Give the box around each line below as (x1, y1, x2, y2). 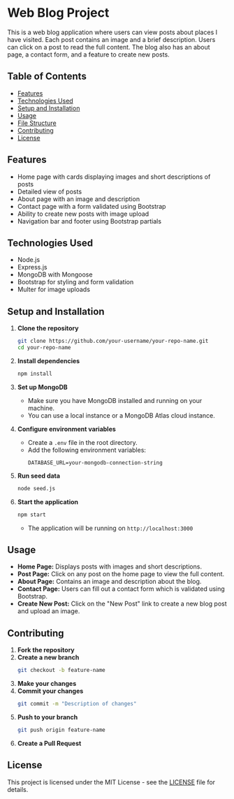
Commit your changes (17, 687, 84, 696)
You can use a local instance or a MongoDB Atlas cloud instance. (27, 411, 215, 420)
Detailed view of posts (17, 187, 82, 196)
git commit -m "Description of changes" (17, 701, 137, 708)
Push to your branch (17, 712, 78, 721)
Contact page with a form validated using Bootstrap (17, 202, 166, 210)
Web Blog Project (7, 5, 110, 21)
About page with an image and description (17, 194, 140, 203)
